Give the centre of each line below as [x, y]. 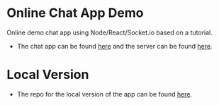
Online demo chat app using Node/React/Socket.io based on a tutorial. [110, 32]
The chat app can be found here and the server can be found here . [114, 46]
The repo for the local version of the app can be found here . [105, 94]
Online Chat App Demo [75, 13]
